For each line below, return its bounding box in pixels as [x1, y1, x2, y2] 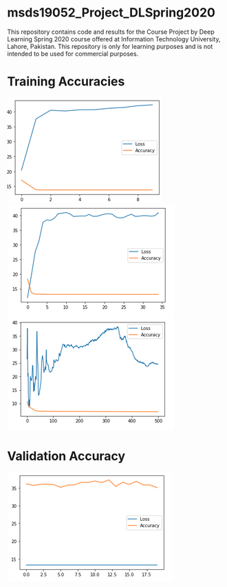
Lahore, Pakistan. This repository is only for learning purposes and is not [7, 42, 213, 50]
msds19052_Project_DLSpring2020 [7, 5, 215, 21]
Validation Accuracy [7, 449, 126, 464]
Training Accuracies [7, 74, 125, 90]
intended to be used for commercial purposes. [7, 50, 139, 58]
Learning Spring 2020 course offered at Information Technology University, [7, 34, 221, 43]
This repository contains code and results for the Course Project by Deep [7, 28, 215, 36]
